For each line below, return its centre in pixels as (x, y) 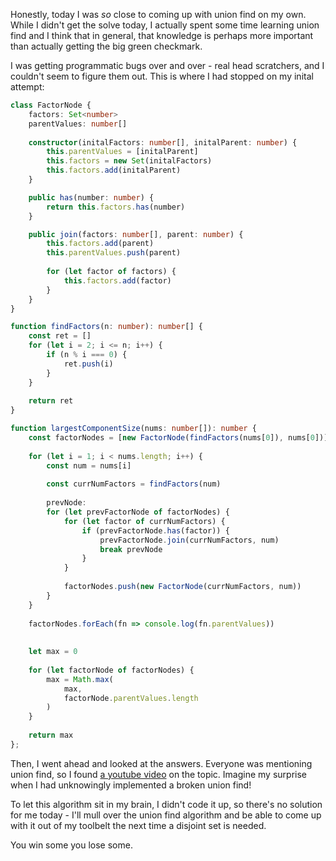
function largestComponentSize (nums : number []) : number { (133, 429)
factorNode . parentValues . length (131, 698)
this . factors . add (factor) (117, 280)
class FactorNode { (51, 105)
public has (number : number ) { (91, 197)
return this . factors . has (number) (116, 207)
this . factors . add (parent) (100, 244)
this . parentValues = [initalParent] (122, 152)
